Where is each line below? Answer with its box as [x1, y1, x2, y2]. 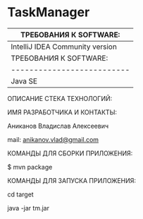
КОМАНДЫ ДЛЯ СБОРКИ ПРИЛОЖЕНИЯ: [7, 149, 133, 158]
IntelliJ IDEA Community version [11, 42, 118, 52]
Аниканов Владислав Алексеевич [7, 122, 109, 130]
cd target [7, 190, 34, 199]
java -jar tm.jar [7, 203, 49, 212]
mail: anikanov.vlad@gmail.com [7, 135, 99, 143]
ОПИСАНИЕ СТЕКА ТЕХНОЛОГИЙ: [7, 94, 113, 102]
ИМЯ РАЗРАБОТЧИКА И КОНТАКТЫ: [7, 107, 118, 117]
